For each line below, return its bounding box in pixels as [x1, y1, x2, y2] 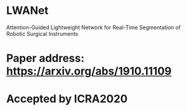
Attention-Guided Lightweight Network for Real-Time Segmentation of [6, 24, 181, 31]
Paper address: [6, 52, 85, 66]
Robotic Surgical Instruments [6, 30, 79, 37]
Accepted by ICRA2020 [6, 92, 128, 106]
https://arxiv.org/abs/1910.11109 [6, 64, 172, 78]
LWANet [6, 4, 49, 18]
